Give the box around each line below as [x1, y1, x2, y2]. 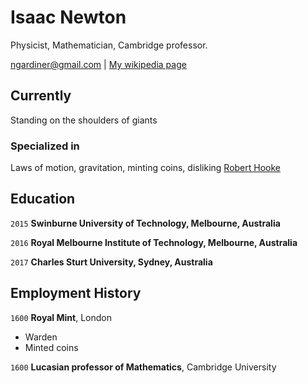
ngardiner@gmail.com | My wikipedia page [10, 58, 187, 70]
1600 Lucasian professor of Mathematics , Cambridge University [10, 361, 277, 373]
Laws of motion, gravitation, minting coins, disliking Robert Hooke [10, 162, 282, 174]
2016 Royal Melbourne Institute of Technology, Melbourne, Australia [10, 236, 298, 248]
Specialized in [10, 139, 80, 153]
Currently [10, 87, 72, 105]
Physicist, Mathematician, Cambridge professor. [10, 39, 208, 51]
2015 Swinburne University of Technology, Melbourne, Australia [10, 217, 281, 229]
